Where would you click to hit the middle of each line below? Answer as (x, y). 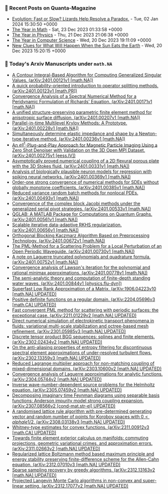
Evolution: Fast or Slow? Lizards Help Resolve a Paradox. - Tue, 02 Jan (85, 19)
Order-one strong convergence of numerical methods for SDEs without (85, 182)
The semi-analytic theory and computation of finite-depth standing (81, 278)
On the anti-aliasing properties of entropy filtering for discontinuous (82, 348)
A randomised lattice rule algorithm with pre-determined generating (82, 411)
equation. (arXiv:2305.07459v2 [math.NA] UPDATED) (67, 390)
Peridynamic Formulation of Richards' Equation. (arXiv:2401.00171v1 (82, 101)
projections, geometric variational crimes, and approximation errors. (82, 443)
